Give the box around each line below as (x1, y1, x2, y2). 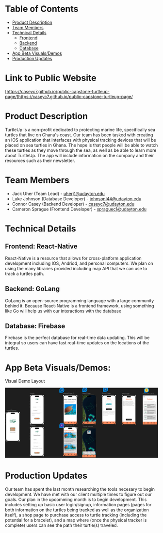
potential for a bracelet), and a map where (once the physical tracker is (5, 517, 147, 523)
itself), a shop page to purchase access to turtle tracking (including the (5, 512, 147, 517)
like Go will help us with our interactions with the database (5, 308, 122, 314)
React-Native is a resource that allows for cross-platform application (5, 255, 142, 261)
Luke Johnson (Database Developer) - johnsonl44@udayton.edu (12, 195, 142, 202)
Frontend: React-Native (5, 242, 78, 251)
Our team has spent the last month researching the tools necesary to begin (5, 486, 155, 492)
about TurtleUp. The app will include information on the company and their (5, 152, 154, 158)
